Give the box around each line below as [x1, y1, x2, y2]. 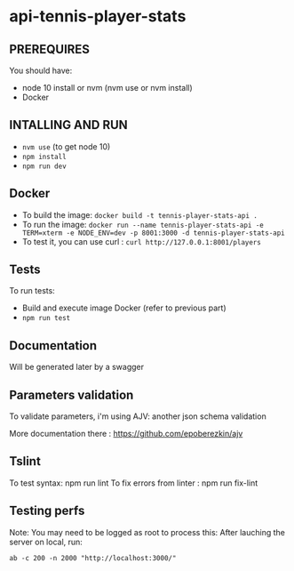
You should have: [9, 65, 73, 76]
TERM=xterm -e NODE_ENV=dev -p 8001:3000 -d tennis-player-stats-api [21, 229, 286, 237]
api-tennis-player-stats [9, 6, 187, 27]
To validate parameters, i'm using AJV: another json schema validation [9, 411, 266, 422]
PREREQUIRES [9, 42, 91, 57]
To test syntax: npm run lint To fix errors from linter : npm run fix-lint [9, 478, 258, 488]
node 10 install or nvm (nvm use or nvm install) [21, 83, 193, 92]
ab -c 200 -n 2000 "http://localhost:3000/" [9, 553, 177, 562]
